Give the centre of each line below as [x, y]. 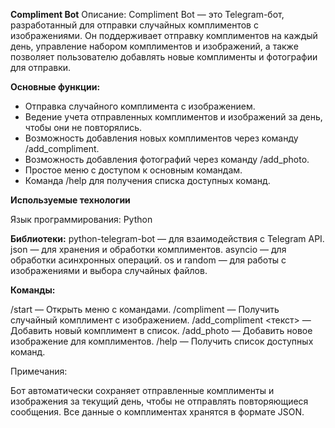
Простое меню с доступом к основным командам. [133, 170]
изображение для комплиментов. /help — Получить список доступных [162, 341]
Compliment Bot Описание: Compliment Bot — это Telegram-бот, [147, 14]
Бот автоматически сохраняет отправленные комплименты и [142, 390]
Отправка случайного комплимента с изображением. [140, 106]
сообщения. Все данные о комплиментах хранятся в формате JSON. [157, 412]
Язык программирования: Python [81, 219]
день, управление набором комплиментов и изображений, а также [154, 46]
